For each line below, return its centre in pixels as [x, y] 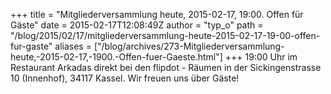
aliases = [73, 46]
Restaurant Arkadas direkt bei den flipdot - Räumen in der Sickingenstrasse [166, 67]
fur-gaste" [31, 46]
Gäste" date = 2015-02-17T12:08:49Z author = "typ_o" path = [137, 25]
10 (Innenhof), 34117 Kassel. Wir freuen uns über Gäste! [125, 78]
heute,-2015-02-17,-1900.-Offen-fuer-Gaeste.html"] [116, 57]
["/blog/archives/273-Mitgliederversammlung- [189, 46]
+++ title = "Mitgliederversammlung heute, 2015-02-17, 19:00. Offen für [157, 14]
